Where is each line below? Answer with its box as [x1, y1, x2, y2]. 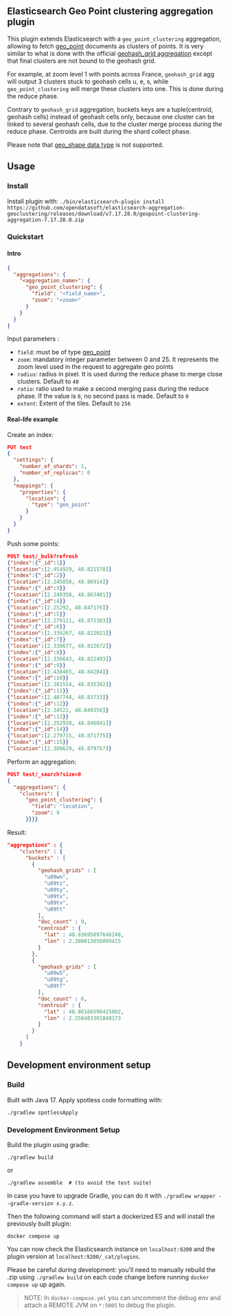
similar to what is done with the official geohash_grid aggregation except [7, 49, 213, 57]
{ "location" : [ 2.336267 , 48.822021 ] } [7, 630, 112, 637]
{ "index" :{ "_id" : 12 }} [7, 700, 69, 707]
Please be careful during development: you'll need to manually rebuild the [7, 1265, 216, 1274]
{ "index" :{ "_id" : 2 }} [7, 572, 67, 579]
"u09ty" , [43, 887, 69, 893]
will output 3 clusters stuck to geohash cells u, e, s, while [7, 77, 169, 85]
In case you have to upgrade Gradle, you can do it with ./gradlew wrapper [7, 1191, 216, 1199]
